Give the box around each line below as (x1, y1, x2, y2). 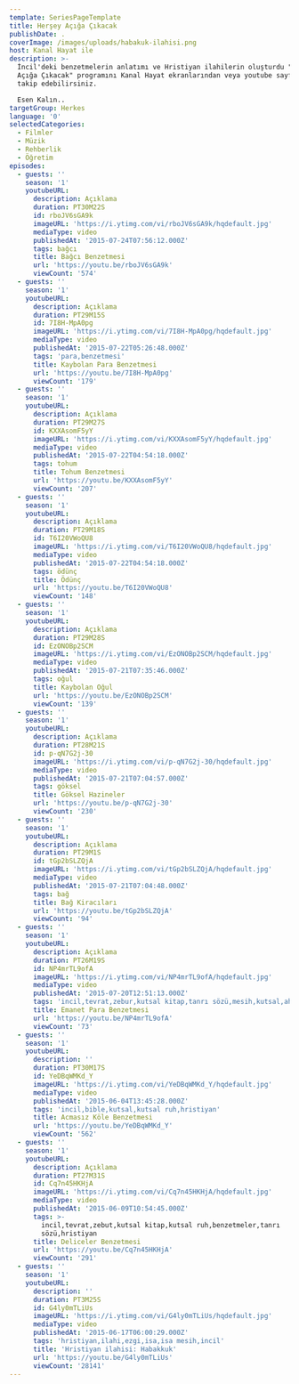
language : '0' (9, 112, 62, 121)
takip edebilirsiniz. (17, 79, 98, 88)
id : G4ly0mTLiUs (32, 1303, 93, 1313)
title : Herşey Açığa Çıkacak (9, 21, 117, 30)
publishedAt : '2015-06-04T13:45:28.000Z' (32, 1097, 190, 1105)
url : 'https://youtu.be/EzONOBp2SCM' (32, 691, 174, 700)
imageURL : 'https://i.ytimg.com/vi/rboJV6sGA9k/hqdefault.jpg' (32, 219, 273, 228)
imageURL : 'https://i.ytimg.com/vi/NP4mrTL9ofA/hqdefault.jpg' (32, 972, 273, 982)
